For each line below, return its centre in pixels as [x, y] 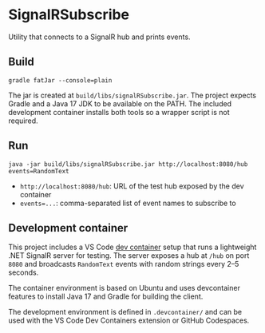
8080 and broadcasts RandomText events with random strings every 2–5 [124, 264]
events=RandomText [39, 171]
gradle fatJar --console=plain [60, 80]
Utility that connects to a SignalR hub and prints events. [99, 37]
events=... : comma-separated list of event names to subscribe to [128, 203]
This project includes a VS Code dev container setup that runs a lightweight [132, 247]
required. [23, 121]
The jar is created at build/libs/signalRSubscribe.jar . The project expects [132, 95]
